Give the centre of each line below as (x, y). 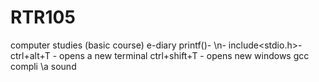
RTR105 (43, 17)
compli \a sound (43, 66)
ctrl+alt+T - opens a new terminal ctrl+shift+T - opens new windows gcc (160, 55)
